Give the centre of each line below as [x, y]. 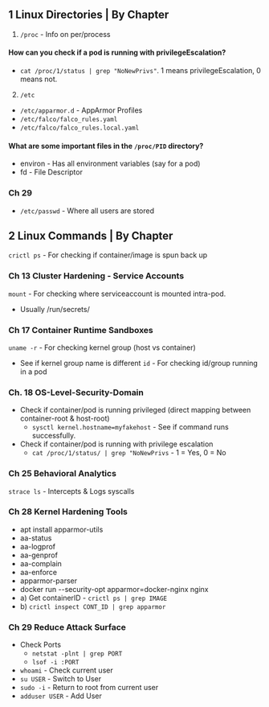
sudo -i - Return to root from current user [89, 688]
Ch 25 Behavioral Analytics [62, 474]
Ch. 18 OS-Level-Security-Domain [76, 393]
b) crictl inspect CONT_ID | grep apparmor [93, 606]
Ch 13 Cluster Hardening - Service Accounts [96, 276]
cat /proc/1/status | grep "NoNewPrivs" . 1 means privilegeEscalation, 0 [140, 71]
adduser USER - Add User [61, 696]
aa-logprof [38, 546]
